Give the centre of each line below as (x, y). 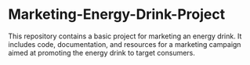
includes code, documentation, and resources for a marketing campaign (125, 44)
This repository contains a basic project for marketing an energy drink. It (125, 36)
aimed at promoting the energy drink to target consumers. (102, 52)
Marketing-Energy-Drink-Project (117, 14)
